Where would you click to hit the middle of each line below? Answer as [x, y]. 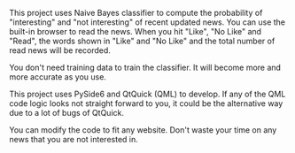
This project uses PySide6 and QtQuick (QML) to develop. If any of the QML [147, 94]
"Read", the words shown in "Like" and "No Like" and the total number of [142, 41]
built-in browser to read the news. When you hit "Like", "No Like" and [136, 31]
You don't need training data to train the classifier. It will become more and [145, 67]
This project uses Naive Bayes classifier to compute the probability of [136, 13]
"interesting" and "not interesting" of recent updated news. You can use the [147, 22]
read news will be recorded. [60, 50]
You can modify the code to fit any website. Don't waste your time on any [143, 130]
